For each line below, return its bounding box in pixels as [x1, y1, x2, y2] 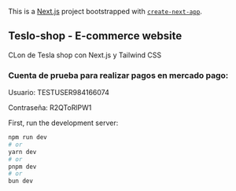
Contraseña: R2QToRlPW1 [8, 103, 92, 112]
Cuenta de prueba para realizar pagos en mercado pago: [8, 70, 229, 81]
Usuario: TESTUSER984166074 [8, 88, 110, 97]
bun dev [8, 177, 34, 185]
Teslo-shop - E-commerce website [8, 29, 183, 42]
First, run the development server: [8, 118, 119, 128]
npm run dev [8, 134, 47, 141]
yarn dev [8, 148, 37, 156]
